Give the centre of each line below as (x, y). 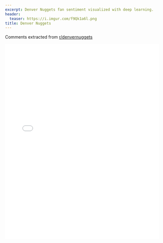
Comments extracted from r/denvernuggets (49, 37)
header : (13, 14)
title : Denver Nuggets (28, 23)
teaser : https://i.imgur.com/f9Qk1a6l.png (53, 19)
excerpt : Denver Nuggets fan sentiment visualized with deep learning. (79, 10)
